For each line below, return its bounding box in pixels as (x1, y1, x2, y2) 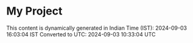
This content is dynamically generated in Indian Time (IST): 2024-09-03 (6, 24, 188, 31)
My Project (6, 4, 63, 18)
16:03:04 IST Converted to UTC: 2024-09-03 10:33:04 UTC (6, 30, 156, 38)
